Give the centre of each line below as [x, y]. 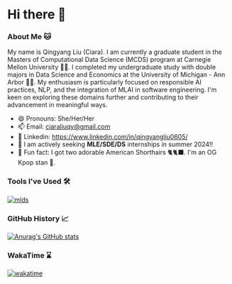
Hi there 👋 [37, 15]
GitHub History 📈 [38, 218]
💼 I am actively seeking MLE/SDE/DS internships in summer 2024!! [115, 144]
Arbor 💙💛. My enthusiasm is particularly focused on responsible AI [105, 82]
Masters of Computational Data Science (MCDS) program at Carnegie [109, 60]
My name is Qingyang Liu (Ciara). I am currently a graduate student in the [115, 52]
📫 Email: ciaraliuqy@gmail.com [64, 126]
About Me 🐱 [29, 37]
